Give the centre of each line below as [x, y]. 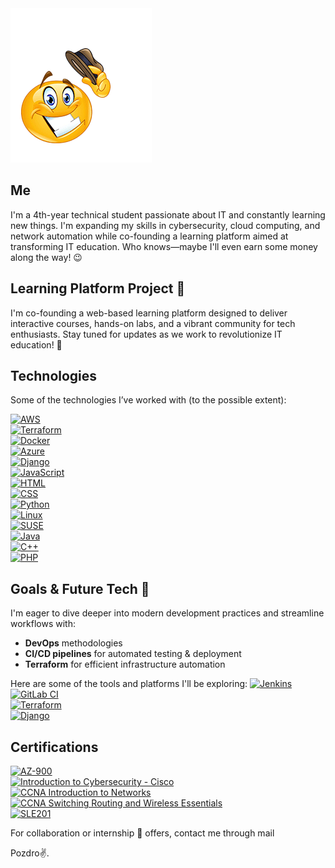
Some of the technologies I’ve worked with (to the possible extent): [148, 400]
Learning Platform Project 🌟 [98, 288]
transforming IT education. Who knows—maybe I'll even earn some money [164, 246]
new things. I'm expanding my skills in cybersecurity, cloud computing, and [165, 225]
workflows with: [43, 624]
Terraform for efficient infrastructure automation [125, 664]
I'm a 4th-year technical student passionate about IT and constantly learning [168, 214]
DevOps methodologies [73, 643]
